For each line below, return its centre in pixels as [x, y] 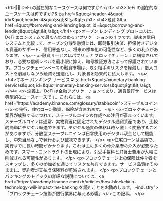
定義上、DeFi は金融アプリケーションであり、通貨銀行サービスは [91, 91]
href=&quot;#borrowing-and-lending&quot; [48, 25]
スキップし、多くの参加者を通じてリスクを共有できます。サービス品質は [77, 164]
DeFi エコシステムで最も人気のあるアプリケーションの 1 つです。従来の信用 [80, 37]
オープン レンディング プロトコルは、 [118, 31]
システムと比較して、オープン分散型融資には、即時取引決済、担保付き [75, 43]
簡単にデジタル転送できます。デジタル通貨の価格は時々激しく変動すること [83, 128]
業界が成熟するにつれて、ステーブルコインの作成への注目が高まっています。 [81, 115]
